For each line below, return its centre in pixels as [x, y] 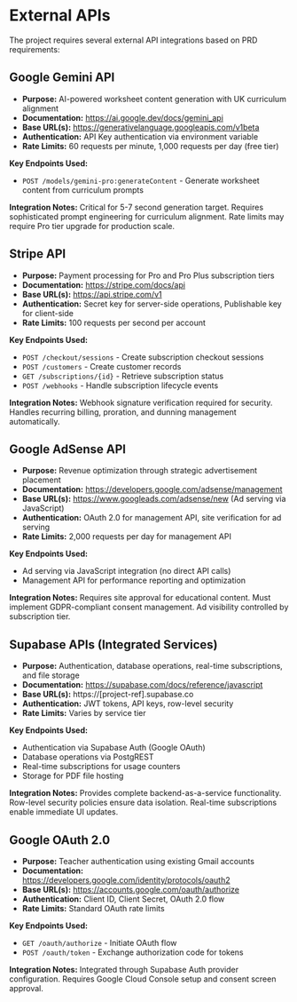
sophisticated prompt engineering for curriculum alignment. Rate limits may [147, 216]
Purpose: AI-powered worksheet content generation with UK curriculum [154, 99]
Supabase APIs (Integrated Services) [114, 644]
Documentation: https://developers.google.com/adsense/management [152, 489]
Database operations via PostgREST [88, 757]
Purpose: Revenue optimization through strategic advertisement [139, 471]
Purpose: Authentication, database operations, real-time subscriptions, [152, 666]
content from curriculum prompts [83, 190]
